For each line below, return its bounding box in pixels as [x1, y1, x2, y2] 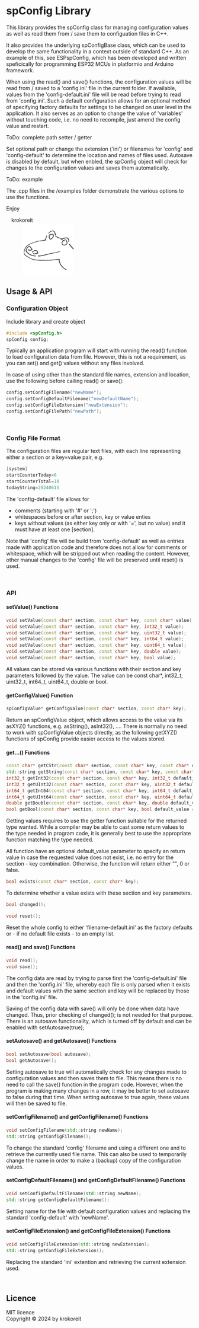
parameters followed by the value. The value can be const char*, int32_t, [6, 672, 184, 679]
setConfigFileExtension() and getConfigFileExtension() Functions [6, 1227, 171, 1234]
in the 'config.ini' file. [6, 993, 57, 1000]
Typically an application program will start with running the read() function [6, 347, 187, 354]
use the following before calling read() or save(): [6, 378, 124, 385]
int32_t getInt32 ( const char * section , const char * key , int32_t [6, 775, 171, 781]
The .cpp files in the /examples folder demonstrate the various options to [6, 187, 184, 194]
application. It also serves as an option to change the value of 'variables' [6, 110, 183, 117]
